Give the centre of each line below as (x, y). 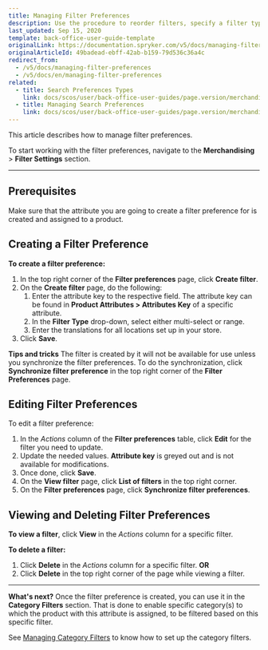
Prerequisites (42, 191)
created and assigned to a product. (66, 219)
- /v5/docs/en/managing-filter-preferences (89, 75)
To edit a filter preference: (51, 423)
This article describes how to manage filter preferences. (100, 135)
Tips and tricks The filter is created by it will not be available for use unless (132, 354)
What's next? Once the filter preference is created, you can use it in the (127, 596)
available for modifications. (64, 465)
